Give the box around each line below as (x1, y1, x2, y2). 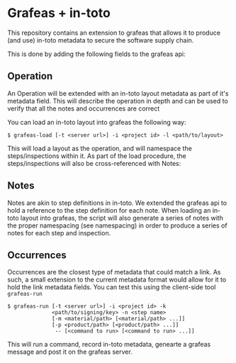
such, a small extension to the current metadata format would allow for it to (7, 275, 227, 284)
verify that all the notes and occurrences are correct (7, 104, 160, 113)
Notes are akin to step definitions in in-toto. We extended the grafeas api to (7, 199, 227, 207)
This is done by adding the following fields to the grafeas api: (7, 50, 186, 58)
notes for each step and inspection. (7, 228, 111, 237)
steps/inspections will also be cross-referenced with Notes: (7, 159, 181, 167)
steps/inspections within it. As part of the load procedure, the (7, 151, 186, 160)
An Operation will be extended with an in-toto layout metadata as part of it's (7, 89, 229, 97)
